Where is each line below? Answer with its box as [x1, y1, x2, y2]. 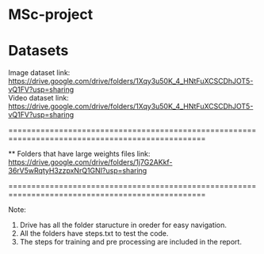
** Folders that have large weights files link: [8, 149, 151, 159]
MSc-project [8, 6, 94, 24]
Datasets [8, 42, 69, 60]
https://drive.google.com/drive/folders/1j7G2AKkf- [8, 157, 173, 167]
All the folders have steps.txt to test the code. [19, 229, 169, 238]
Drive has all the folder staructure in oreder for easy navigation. [19, 220, 228, 230]
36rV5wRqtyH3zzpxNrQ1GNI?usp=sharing [8, 166, 147, 176]
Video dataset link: [8, 93, 69, 103]
